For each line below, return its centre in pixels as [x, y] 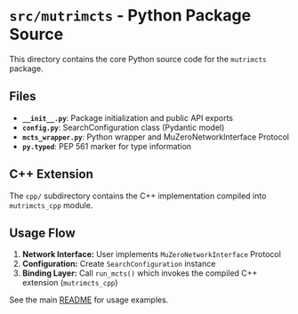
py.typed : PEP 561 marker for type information [107, 146]
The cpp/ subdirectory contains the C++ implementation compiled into [138, 196]
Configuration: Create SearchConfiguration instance [119, 264]
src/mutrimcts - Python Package [130, 16]
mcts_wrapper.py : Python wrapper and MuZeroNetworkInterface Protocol [156, 137]
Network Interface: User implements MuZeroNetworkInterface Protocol [152, 254]
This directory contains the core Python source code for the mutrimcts [138, 59]
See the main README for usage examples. [89, 300]
